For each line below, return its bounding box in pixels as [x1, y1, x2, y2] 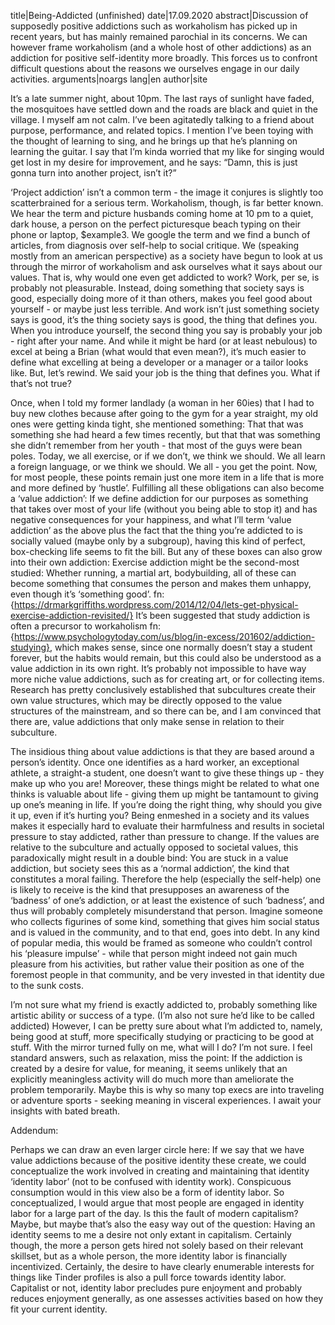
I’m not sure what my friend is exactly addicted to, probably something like [10, 999, 318, 1010]
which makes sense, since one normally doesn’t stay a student [54, 641, 313, 653]
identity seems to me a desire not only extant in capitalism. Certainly [10, 1229, 292, 1240]
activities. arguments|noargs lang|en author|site [10, 73, 208, 85]
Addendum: [10, 1125, 59, 1136]
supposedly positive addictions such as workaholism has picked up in [10, 20, 298, 32]
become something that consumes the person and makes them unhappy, [10, 578, 312, 589]
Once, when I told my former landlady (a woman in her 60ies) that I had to [10, 397, 315, 409]
